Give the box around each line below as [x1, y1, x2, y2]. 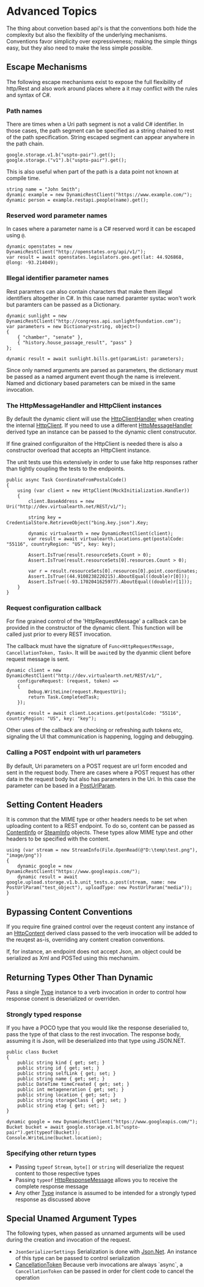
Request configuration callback [6, 603, 102, 612]
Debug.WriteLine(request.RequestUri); [28, 689, 127, 695]
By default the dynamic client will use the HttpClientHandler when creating [6, 415, 194, 422]
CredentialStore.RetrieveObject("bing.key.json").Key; [6, 519, 149, 525]
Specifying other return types [6, 1149, 97, 1158]
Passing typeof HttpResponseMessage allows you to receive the [15, 1176, 178, 1183]
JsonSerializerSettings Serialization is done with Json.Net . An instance [15, 1248, 197, 1255]
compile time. [6, 175, 41, 182]
